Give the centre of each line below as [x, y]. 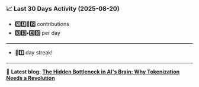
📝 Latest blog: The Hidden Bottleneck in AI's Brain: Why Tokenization [93, 72]
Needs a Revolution [31, 78]
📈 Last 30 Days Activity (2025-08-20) [63, 8]
